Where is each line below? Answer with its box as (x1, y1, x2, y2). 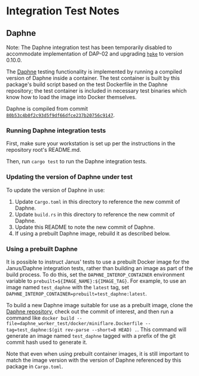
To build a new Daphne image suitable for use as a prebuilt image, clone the (6, 301, 193, 308)
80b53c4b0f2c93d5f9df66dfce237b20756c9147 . (6, 112, 115, 118)
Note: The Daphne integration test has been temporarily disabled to (6, 44, 172, 51)
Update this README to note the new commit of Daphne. (14, 223, 155, 231)
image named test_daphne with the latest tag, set (6, 283, 130, 291)
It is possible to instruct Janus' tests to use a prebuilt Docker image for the (6, 258, 189, 265)
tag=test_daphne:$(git (6, 327, 63, 333)
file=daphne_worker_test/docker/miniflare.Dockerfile (6, 320, 143, 326)
